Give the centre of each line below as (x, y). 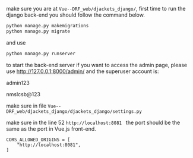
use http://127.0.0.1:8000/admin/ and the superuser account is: (83, 71)
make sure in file (26, 106)
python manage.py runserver (41, 53)
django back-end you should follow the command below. (76, 15)
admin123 (18, 83)
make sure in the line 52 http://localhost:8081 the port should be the (93, 122)
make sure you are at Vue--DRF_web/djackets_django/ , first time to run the (96, 9)
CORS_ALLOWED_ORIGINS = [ (38, 140)
